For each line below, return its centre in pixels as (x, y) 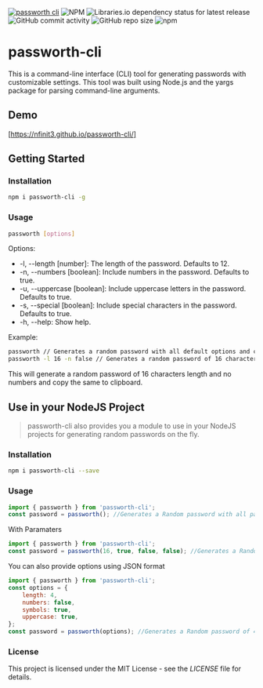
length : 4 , (40, 595)
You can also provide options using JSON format (87, 566)
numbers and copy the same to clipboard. (76, 382)
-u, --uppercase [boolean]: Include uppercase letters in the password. (133, 289)
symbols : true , (47, 610)
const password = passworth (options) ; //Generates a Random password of (129, 632)
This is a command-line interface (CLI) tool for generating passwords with (127, 74)
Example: (23, 337)
